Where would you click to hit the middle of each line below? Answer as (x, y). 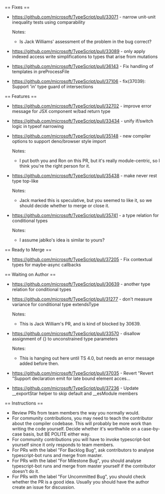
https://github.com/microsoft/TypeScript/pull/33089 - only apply (78, 51)
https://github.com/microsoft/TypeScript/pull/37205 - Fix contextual (82, 259)
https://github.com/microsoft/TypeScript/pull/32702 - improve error (82, 106)
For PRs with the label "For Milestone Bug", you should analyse (77, 460)
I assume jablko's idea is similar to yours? (62, 240)
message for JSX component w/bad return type (61, 111)
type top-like (25, 181)
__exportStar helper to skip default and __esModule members (75, 393)
